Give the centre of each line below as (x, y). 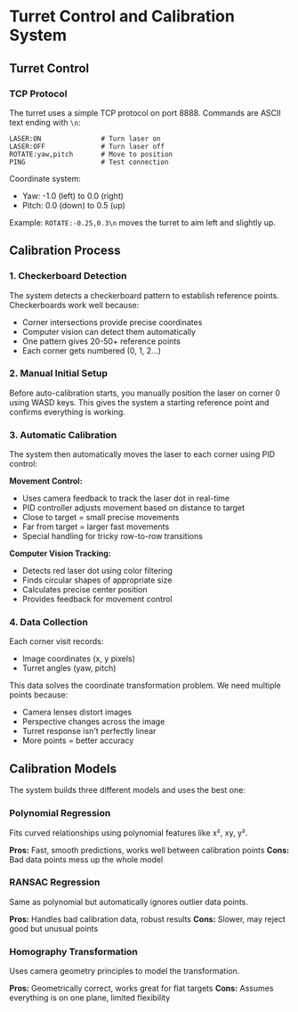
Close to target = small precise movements (101, 518)
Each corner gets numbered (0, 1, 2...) (92, 350)
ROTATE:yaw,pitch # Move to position (91, 154)
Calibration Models (63, 768)
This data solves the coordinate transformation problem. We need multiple (145, 686)
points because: (39, 695)
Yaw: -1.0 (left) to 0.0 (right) (73, 196)
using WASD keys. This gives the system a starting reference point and (139, 402)
